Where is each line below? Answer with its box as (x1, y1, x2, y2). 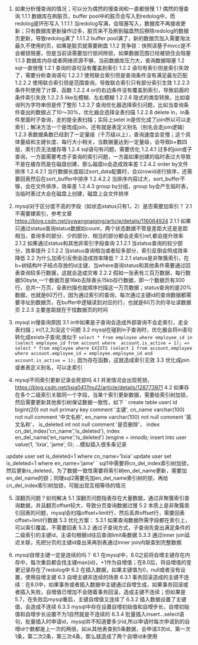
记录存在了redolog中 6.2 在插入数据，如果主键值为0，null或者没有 (20, 566, 181, 573)
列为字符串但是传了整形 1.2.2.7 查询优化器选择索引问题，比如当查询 (20, 101, 184, 108)
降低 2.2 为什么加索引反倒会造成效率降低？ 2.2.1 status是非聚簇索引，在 (14, 254, 189, 262)
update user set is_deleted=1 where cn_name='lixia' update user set (6, 453, 172, 460)
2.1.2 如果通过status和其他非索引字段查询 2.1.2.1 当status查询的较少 (14, 240, 178, 247)
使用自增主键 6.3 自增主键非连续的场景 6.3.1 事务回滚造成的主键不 (25, 573, 184, 580)
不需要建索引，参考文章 (14, 210, 72, 217)
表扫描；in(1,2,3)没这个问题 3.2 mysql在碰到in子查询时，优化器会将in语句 (14, 326, 193, 333)
